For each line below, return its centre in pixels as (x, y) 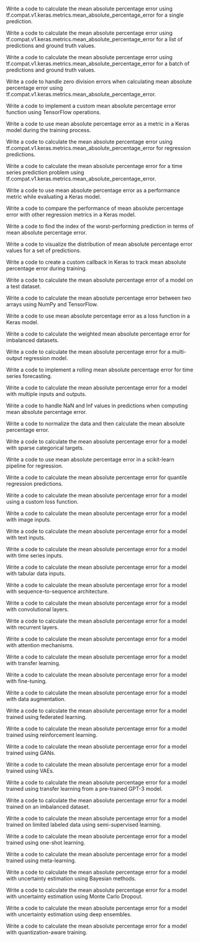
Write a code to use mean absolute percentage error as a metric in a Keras (98, 124)
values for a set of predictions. (44, 250)
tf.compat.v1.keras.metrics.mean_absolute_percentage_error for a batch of (98, 63)
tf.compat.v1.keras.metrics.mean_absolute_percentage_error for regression (99, 148)
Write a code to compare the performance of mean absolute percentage (95, 208)
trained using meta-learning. (41, 860)
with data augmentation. (36, 699)
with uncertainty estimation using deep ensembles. (69, 914)
